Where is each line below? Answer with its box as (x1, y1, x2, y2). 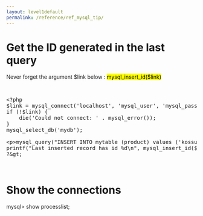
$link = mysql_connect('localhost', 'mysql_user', (6, 102, 159, 110)
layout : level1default (6, 8, 63, 15)
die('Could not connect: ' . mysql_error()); (19, 114, 156, 122)
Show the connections (6, 183, 121, 197)
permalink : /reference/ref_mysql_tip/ (6, 15, 104, 21)
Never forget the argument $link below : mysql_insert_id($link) (6, 73, 162, 80)
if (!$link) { (6, 108, 48, 116)
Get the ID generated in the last (6, 41, 165, 54)
